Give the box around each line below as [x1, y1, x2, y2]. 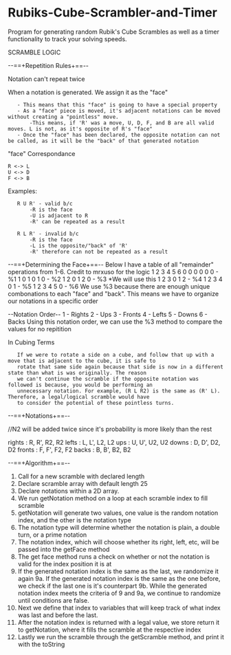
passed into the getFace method [17, 545, 110, 553]
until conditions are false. [17, 596, 90, 604]
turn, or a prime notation [17, 531, 87, 539]
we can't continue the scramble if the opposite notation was [16, 375, 199, 382]
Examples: [8, 187, 37, 195]
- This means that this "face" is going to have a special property [16, 101, 217, 108]
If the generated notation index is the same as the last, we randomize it [17, 567, 219, 575]
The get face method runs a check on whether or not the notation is [17, 552, 210, 561]
